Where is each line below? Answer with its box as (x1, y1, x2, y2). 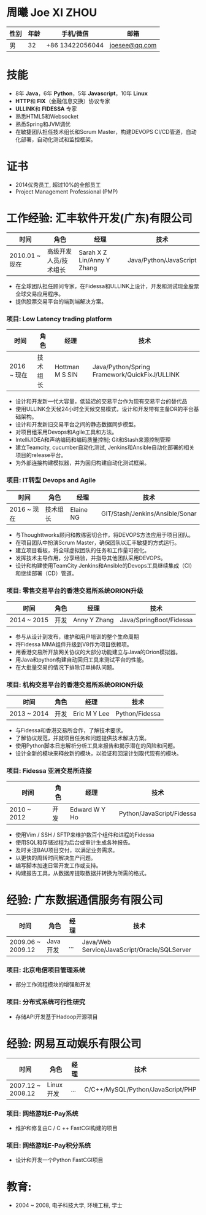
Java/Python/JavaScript (128, 256, 197, 264)
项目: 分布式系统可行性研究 (6, 998, 86, 1006)
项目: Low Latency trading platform (6, 314, 112, 323)
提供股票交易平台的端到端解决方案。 (15, 297, 107, 305)
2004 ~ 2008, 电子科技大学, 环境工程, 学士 (15, 1201, 123, 1209)
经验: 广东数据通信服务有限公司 (6, 893, 163, 907)
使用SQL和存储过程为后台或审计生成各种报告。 (15, 839, 134, 846)
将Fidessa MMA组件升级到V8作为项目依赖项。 (15, 640, 133, 648)
